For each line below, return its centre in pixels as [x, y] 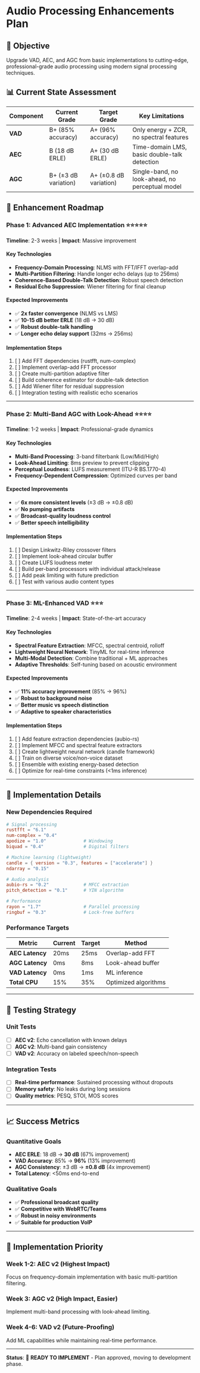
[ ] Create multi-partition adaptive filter [62, 374]
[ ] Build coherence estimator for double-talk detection [82, 380]
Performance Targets [38, 928]
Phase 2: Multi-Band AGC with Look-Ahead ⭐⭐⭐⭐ [79, 414]
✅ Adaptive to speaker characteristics [63, 711]
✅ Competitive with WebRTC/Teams [61, 1209]
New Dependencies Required [49, 812]
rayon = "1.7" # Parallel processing [73, 907]
